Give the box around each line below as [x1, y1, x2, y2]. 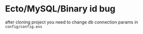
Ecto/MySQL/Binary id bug [5, 3, 116, 14]
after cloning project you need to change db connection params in [5, 19, 138, 25]
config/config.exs [5, 24, 42, 29]
